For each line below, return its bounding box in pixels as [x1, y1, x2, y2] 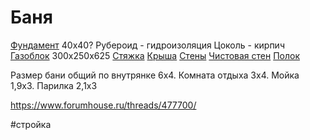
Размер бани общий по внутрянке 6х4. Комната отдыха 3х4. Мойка [10, 69, 300, 81]
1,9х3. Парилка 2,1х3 [10, 79, 98, 91]
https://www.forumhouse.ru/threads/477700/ [10, 99, 197, 111]
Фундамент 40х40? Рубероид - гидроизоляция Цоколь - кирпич [10, 39, 285, 51]
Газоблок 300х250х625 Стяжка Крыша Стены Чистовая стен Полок [10, 49, 301, 61]
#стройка [10, 118, 52, 130]
